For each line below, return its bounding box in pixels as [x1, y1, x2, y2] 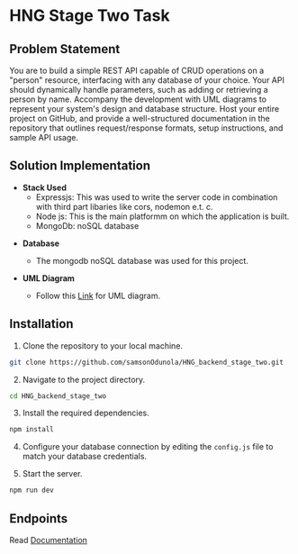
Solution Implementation [9, 159, 151, 174]
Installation [9, 316, 74, 331]
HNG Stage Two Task [9, 5, 170, 26]
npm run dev [9, 486, 54, 495]
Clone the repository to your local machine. [22, 340, 183, 351]
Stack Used [22, 182, 68, 193]
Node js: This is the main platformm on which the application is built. [35, 211, 290, 222]
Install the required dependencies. [22, 407, 150, 419]
